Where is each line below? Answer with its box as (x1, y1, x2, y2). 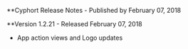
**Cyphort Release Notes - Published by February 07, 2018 (6, 6, 182, 14)
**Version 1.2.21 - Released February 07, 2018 (6, 20, 143, 28)
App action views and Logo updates (16, 33, 123, 42)
